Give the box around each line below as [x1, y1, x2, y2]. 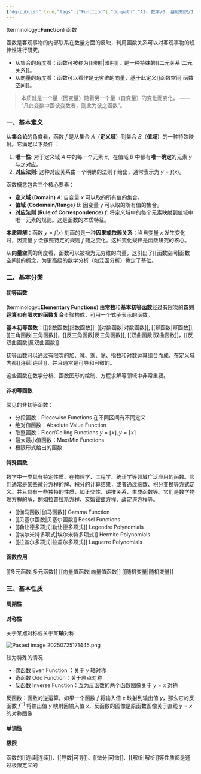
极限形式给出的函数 [14, 444, 63, 451]
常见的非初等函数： [6, 401, 54, 409]
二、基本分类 [6, 273, 44, 281]
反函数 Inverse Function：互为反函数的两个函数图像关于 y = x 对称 [14, 682, 178, 689]
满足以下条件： [22, 140, 59, 148]
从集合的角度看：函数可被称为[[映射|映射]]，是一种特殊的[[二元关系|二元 [14, 59, 193, 66]
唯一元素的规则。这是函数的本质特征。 [14, 216, 109, 223]
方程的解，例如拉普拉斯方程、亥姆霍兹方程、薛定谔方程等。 [11, 496, 159, 503]
